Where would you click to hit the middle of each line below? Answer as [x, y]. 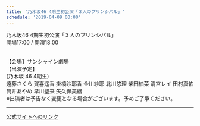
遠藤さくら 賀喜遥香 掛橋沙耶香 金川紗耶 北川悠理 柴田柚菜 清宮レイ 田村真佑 [100, 83]
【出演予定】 [22, 68]
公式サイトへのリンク [32, 116]
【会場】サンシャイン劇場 [37, 61]
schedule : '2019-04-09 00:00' [44, 17]
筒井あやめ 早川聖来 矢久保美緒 [44, 91]
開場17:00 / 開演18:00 [32, 42]
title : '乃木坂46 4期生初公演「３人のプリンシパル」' [65, 12]
